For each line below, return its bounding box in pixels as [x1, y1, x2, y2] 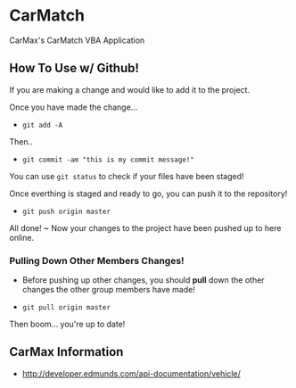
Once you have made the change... [9, 102, 138, 112]
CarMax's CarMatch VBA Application [9, 35, 145, 45]
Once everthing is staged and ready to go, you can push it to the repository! [9, 188, 288, 199]
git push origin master [21, 207, 111, 216]
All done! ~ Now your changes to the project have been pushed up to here [9, 222, 282, 233]
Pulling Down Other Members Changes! [9, 254, 185, 267]
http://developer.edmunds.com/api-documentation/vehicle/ [21, 367, 241, 379]
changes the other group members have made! [21, 285, 196, 295]
